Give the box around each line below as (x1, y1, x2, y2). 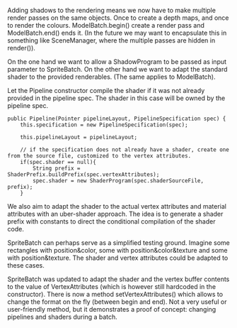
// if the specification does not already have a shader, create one (20, 146, 230, 153)
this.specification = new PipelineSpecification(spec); (20, 121, 189, 129)
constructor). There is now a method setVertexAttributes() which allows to (7, 290, 224, 298)
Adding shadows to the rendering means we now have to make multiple (7, 6, 216, 14)
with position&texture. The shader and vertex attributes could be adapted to (7, 253, 229, 262)
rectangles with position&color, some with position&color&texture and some (7, 246, 228, 254)
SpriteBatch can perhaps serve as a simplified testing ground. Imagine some (7, 239, 230, 247)
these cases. (7, 261, 45, 269)
